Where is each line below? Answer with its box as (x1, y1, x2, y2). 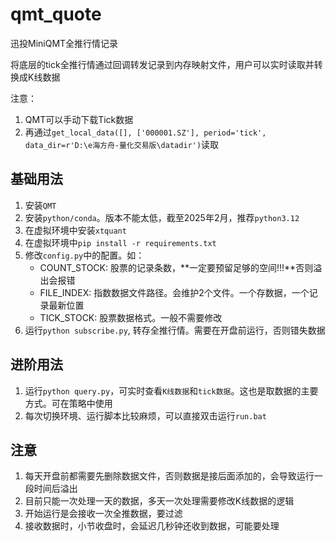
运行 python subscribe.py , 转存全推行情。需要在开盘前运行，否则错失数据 (24, 324, 326, 336)
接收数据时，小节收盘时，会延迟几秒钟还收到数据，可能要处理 (24, 520, 280, 532)
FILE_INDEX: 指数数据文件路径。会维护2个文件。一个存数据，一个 (39, 286, 310, 298)
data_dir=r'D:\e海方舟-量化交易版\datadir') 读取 (24, 138, 220, 150)
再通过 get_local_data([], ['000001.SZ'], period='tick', (24, 126, 267, 138)
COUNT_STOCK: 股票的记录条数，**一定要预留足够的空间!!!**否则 (39, 261, 314, 273)
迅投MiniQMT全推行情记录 (10, 37, 119, 49)
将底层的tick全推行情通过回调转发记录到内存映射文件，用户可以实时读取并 (10, 58, 315, 70)
